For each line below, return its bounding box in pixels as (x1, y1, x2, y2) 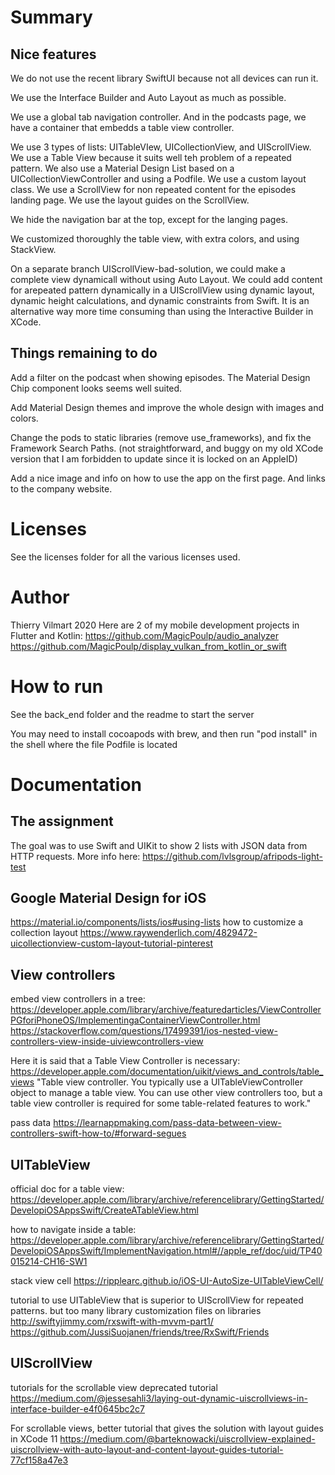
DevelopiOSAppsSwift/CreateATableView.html (10, 1204, 199, 1216)
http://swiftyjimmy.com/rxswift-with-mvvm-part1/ (10, 1316, 214, 1328)
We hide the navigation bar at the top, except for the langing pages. (10, 214, 288, 225)
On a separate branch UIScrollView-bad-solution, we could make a (10, 263, 286, 275)
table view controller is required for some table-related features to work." (10, 1097, 312, 1110)
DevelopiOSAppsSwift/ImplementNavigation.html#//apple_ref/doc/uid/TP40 (10, 1245, 323, 1257)
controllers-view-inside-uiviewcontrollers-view (10, 1036, 204, 1048)
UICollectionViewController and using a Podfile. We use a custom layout (10, 173, 307, 185)
